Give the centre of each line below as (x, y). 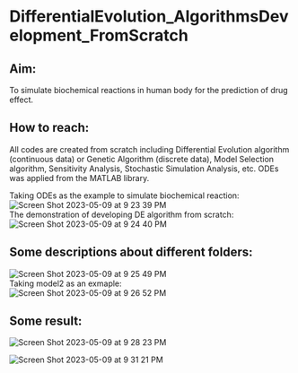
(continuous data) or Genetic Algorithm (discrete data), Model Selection (142, 159)
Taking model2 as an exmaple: (66, 283)
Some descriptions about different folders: (131, 252)
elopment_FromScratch (99, 35)
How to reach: (49, 128)
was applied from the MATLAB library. (79, 178)
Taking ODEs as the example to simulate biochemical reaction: (124, 195)
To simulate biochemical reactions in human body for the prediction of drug (149, 90)
